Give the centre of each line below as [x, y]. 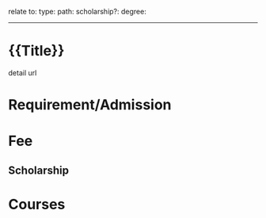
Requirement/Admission [90, 105]
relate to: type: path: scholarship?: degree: [77, 11]
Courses [37, 204]
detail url [23, 73]
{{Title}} [36, 51]
